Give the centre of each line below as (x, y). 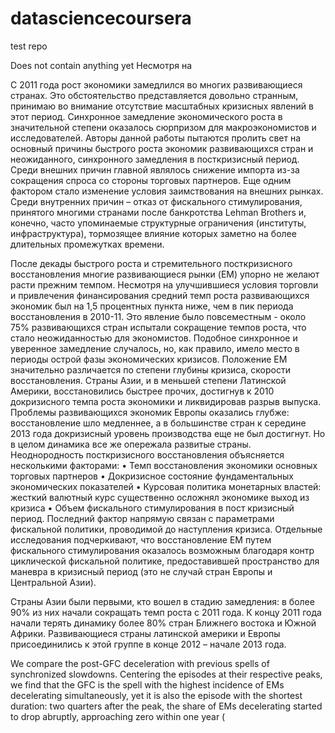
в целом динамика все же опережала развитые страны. (131, 444)
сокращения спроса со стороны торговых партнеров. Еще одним (151, 180)
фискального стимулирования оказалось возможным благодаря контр (162, 550)
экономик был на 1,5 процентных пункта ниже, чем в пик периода (152, 306)
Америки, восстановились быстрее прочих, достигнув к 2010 (142, 391)
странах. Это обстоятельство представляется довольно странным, (154, 95)
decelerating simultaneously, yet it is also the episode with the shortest (156, 695)
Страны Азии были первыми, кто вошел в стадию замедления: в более (162, 601)
